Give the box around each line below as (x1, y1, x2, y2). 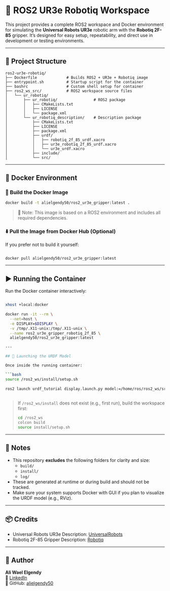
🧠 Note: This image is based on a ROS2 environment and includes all (17, 209, 161, 215)
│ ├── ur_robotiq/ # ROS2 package (5, 97, 125, 102)
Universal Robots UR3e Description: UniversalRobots (12, 531, 123, 537)
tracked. (12, 484, 30, 490)
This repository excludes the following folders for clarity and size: (12, 457, 150, 463)
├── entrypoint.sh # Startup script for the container (5, 79, 144, 84)
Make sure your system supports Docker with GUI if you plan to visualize (12, 489, 164, 495)
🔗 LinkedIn (5, 575, 27, 581)
